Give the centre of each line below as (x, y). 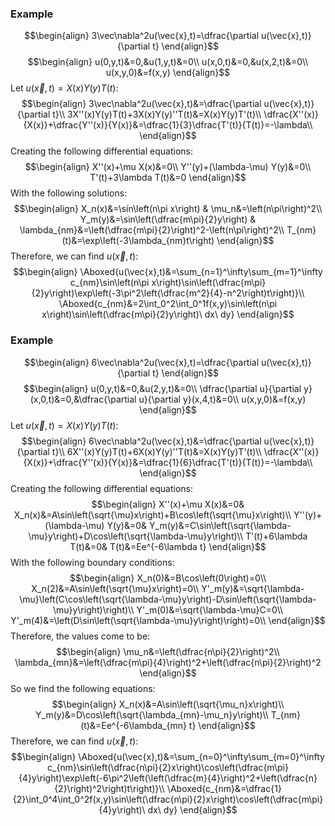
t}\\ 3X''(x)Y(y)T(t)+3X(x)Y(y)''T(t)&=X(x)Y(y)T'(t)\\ (157, 114)
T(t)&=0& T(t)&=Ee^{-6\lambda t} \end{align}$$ (168, 546)
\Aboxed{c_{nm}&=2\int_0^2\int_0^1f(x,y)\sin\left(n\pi (168, 304)
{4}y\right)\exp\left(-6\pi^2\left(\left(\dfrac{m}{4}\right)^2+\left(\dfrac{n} (168, 778)
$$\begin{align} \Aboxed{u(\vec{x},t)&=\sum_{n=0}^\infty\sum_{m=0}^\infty (168, 756)
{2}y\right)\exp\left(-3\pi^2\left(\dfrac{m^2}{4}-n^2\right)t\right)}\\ (168, 293)
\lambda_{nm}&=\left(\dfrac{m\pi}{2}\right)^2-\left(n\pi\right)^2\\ (152, 230)
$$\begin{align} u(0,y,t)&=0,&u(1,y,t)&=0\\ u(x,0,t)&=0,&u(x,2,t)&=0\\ (168, 62)
